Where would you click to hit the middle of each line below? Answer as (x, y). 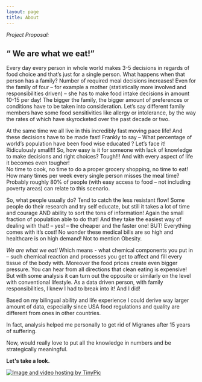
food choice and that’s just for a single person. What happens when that (96, 74)
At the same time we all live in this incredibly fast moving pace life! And (94, 131)
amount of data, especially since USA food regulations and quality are (93, 307)
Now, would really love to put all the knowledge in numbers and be (89, 343)
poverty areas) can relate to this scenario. (58, 189)
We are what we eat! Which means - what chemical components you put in (99, 250)
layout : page (23, 12)
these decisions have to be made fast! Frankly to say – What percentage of (99, 137)
